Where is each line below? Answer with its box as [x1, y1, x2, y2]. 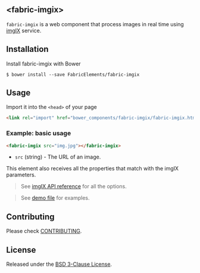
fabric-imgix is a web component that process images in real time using [6, 20, 185, 27]
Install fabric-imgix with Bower [6, 60, 82, 67]
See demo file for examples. [20, 194, 90, 201]
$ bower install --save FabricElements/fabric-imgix [6, 72, 140, 77]
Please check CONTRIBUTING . [6, 228, 82, 235]
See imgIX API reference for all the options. [20, 183, 127, 190]
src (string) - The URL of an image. [14, 153, 101, 160]
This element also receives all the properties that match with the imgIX [6, 165, 179, 172]
